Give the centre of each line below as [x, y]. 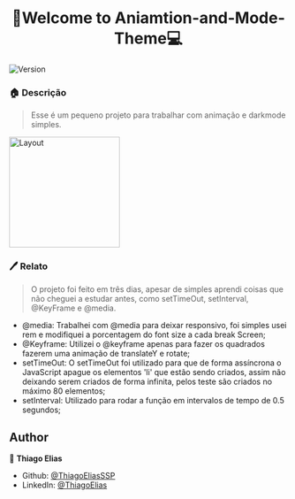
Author [29, 437]
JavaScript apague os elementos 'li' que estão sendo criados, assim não [154, 372]
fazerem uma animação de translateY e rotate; [106, 353]
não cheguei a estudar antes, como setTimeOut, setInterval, [140, 298]
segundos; [42, 410]
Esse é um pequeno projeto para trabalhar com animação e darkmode [158, 115]
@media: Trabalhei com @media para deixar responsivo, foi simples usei [154, 325]
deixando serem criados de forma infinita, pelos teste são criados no [147, 381]
